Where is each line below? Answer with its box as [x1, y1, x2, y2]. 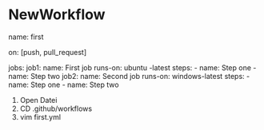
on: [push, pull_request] [8, 47, 87, 57]
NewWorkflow [8, 6, 106, 24]
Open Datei [19, 95, 58, 104]
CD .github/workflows [19, 104, 93, 113]
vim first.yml [19, 112, 62, 121]
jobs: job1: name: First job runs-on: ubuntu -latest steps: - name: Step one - [8, 62, 257, 73]
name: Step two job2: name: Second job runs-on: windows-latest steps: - [8, 71, 250, 81]
